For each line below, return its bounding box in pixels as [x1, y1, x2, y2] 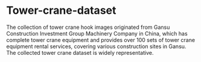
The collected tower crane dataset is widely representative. [6, 49, 154, 56]
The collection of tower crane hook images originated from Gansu [6, 23, 170, 31]
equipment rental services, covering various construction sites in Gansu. [6, 43, 187, 50]
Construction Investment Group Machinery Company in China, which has [6, 29, 188, 37]
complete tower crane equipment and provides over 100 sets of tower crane [6, 36, 195, 43]
